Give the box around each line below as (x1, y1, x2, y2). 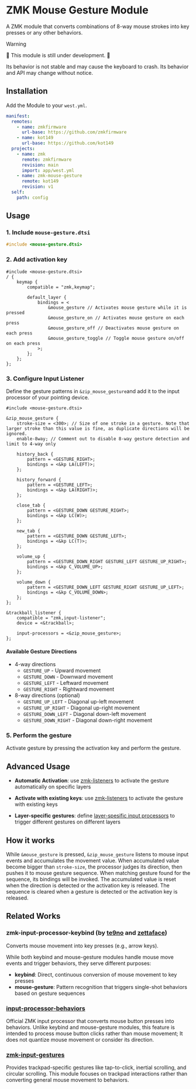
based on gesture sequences (14, 990, 85, 997)
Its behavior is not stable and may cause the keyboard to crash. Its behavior (6, 63, 189, 70)
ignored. (6, 430, 27, 436)
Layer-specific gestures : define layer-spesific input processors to (14, 812, 176, 819)
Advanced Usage (6, 761, 70, 771)
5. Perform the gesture (6, 732, 72, 740)
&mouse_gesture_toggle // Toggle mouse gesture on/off (47, 335, 184, 341)
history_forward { (16, 477, 61, 483)
